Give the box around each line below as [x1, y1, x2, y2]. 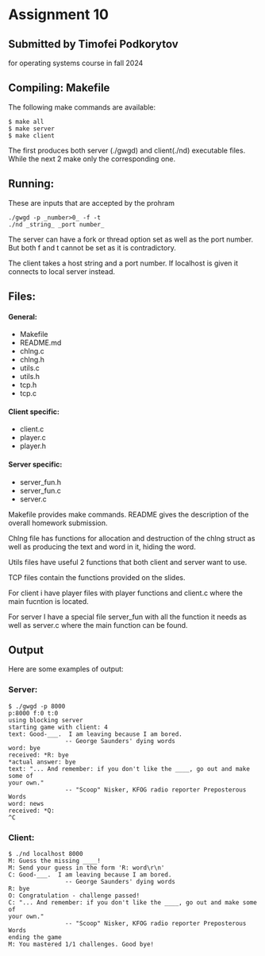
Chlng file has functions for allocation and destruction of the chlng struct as [8, 533, 255, 543]
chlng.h [19, 355, 45, 365]
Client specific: [8, 407, 60, 416]
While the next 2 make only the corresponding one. [8, 153, 176, 164]
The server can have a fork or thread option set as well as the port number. [8, 234, 254, 244]
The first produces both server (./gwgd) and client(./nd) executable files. [8, 145, 246, 155]
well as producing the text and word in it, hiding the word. [8, 542, 196, 552]
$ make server [8, 125, 56, 133]
